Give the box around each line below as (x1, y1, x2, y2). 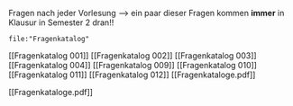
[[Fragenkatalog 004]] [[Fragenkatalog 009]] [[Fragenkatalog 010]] (8, 60, 258, 70)
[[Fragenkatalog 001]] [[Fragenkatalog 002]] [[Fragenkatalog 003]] (8, 50, 258, 61)
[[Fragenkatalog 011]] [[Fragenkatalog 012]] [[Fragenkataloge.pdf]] (8, 69, 256, 80)
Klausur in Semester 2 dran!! (8, 17, 114, 28)
